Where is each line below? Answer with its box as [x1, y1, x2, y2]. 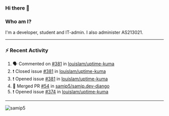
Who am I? [5, 18, 32, 25]
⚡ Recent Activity [5, 47, 49, 54]
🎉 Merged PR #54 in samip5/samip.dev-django [12, 83, 110, 89]
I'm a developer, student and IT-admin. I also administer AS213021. [5, 30, 143, 36]
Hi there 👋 [5, 5, 30, 12]
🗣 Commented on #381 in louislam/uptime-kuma [12, 60, 115, 67]
